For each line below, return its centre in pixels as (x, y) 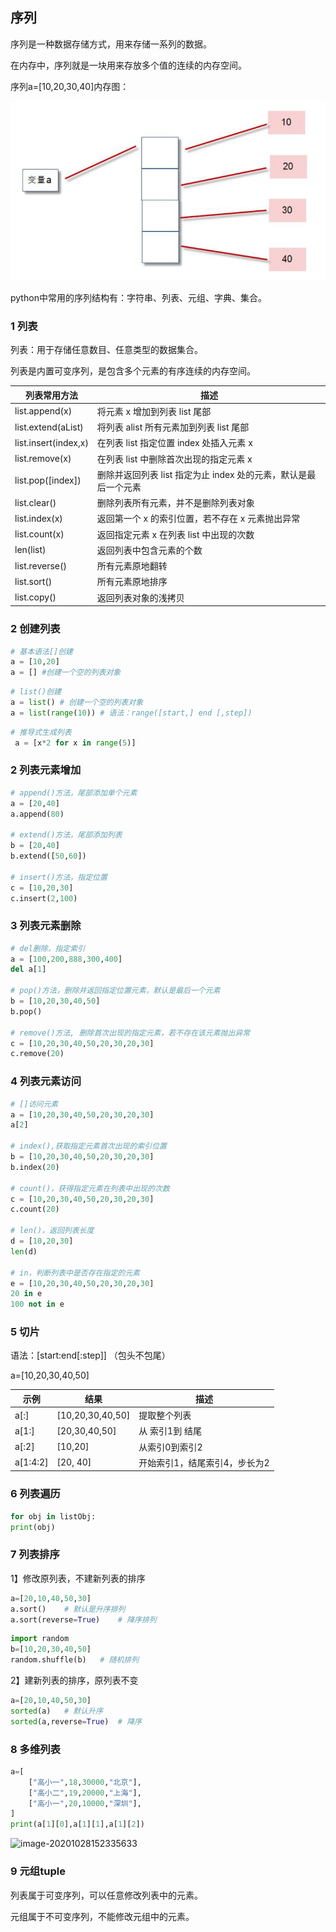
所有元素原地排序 (132, 582)
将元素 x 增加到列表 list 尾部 (154, 411)
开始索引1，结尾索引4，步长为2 (204, 1462)
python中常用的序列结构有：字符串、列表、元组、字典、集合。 (138, 297)
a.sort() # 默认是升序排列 (68, 1609)
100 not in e (37, 1304)
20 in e (26, 1294)
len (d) (24, 1251)
